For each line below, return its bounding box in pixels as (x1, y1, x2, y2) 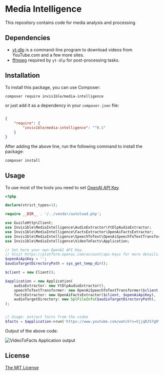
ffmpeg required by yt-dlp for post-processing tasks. (12, 57, 120, 63)
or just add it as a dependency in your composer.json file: (5, 103, 120, 109)
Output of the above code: (5, 328, 58, 333)
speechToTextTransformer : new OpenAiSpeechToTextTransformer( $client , (14, 287, 161, 293)
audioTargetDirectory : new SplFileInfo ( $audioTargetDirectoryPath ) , (14, 297, 156, 302)
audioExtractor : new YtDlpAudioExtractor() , (14, 283, 106, 288)
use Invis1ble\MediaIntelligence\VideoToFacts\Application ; (5, 239, 130, 243)
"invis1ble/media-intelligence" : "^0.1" (22, 126, 106, 131)
